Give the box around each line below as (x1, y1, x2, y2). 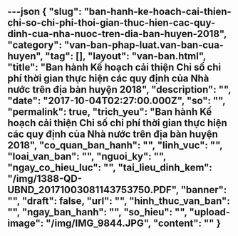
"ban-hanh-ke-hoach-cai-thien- (83, 6, 232, 18)
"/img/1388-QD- (7, 173, 83, 185)
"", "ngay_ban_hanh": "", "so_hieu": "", (7, 206, 187, 218)
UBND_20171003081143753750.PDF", (7, 184, 180, 196)
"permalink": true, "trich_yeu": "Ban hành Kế (7, 106, 212, 118)
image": (7, 217, 44, 230)
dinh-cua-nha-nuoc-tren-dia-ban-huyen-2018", (7, 28, 227, 40)
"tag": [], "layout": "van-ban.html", (45, 50, 207, 63)
